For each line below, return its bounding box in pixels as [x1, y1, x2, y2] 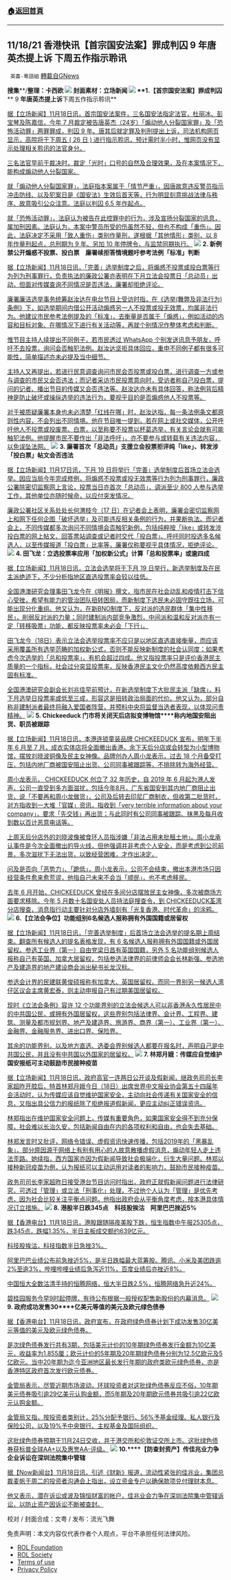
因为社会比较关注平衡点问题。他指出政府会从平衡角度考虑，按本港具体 [19, 1195, 218, 1203]
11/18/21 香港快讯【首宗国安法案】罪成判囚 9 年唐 [7, 39, 217, 51]
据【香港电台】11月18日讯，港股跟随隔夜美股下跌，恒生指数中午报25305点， [7, 1219, 223, 1227]
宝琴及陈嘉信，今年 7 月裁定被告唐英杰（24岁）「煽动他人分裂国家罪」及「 [7, 119, 218, 127]
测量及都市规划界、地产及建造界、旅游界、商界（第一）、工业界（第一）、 [19, 1019, 224, 1027]
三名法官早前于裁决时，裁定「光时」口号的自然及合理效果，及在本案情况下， [7, 159, 224, 167]
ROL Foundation [16, 1543, 63, 1552]
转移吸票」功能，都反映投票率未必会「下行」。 [19, 622, 149, 630]
